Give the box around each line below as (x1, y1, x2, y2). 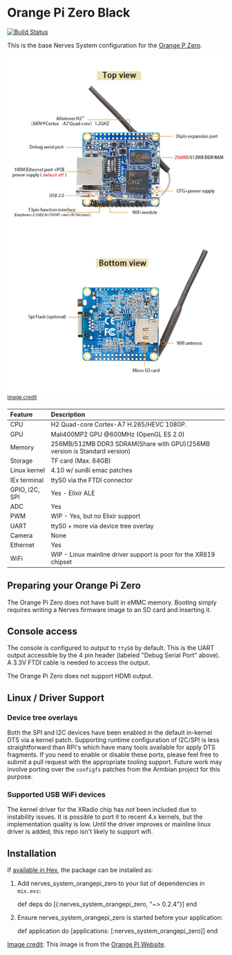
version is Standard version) (50, 447, 131, 455)
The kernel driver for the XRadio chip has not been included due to (7, 806, 197, 814)
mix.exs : (17, 887, 41, 895)
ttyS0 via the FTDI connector (50, 476, 133, 484)
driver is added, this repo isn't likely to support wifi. (7, 828, 153, 836)
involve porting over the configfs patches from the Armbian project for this (7, 766, 221, 774)
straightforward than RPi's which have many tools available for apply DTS (7, 743, 216, 752)
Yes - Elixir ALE (50, 489, 95, 497)
